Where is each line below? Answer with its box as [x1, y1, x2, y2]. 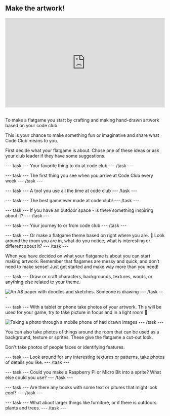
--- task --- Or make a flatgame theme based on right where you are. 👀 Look [5, 233, 165, 239]
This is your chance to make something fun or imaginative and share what [5, 132, 159, 138]
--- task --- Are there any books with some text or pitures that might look [5, 385, 158, 391]
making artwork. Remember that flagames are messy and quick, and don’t [5, 258, 159, 264]
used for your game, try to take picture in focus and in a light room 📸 [5, 309, 148, 316]
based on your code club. [5, 123, 59, 129]
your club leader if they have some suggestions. [5, 153, 106, 159]
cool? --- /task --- [5, 390, 43, 396]
